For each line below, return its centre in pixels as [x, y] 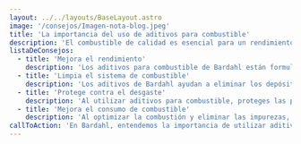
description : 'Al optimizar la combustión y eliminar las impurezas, [158, 117]
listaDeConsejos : [42, 51]
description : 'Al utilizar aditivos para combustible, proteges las [156, 101]
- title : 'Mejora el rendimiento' [82, 59]
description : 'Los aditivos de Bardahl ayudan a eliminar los [144, 84]
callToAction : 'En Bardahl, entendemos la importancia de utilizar [138, 126]
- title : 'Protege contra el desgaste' [92, 92]
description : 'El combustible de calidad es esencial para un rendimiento [152, 42]
